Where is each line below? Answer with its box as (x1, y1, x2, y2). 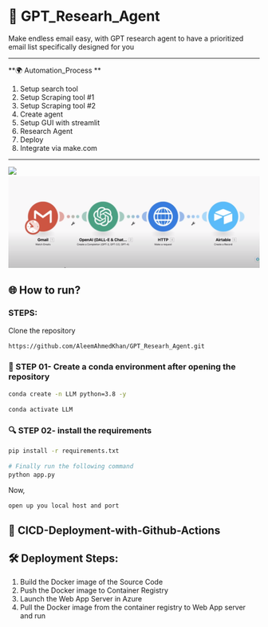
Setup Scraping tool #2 (19, 101, 97, 110)
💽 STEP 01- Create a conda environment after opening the (8, 361, 236, 372)
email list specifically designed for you (8, 41, 135, 51)
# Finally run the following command (8, 462, 134, 470)
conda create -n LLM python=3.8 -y (8, 390, 127, 398)
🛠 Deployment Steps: (8, 552, 119, 566)
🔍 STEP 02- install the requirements (8, 424, 152, 436)
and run (19, 610, 46, 621)
